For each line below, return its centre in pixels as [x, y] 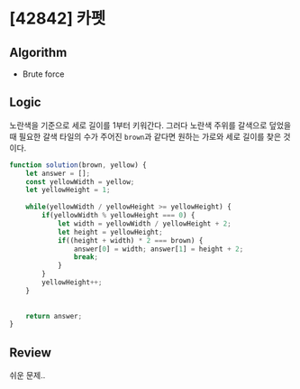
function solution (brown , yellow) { [78, 165]
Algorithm [38, 52]
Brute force [43, 74]
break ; [86, 257]
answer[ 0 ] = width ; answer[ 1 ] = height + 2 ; [159, 249]
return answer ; [54, 316]
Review [31, 352]
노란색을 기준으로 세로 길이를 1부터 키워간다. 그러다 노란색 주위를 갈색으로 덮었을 [150, 125]
